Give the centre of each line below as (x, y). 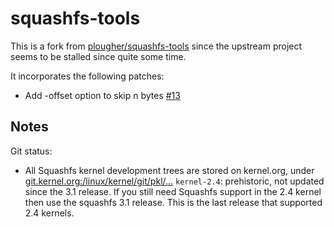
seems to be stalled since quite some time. (98, 56)
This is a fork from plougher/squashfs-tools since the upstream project (156, 46)
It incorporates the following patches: (87, 76)
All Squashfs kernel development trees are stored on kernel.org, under (169, 170)
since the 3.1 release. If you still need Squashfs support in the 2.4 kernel (173, 191)
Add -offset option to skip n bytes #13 (102, 95)
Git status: (31, 151)
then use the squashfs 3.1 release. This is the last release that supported (173, 202)
